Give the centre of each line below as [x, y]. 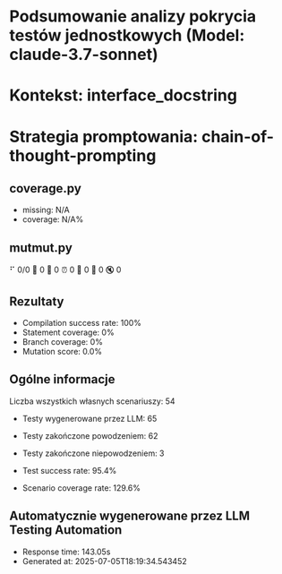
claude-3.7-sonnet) [84, 55]
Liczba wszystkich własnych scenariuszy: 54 [93, 401]
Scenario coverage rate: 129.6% [81, 488]
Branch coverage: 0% [62, 342]
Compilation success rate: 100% [81, 323]
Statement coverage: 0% [68, 332]
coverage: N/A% [53, 219]
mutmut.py [41, 248]
